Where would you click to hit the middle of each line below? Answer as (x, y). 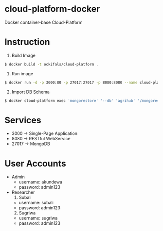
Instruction (27, 42)
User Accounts (35, 163)
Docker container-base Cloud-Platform (44, 22)
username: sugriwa (38, 218)
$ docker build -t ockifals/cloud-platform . (51, 64)
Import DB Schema (30, 92)
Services (23, 120)
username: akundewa (41, 182)
